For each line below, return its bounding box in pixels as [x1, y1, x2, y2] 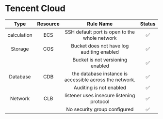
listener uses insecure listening [65, 92, 135, 99]
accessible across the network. [64, 76, 136, 83]
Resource [37, 20, 60, 27]
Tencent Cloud [5, 3, 65, 14]
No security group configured [66, 106, 134, 113]
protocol [90, 98, 110, 104]
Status [140, 20, 156, 27]
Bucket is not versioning [72, 56, 128, 63]
